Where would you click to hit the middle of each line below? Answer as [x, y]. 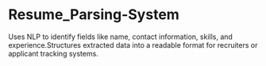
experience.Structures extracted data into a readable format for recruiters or [133, 45]
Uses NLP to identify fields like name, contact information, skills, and [120, 37]
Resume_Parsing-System [94, 15]
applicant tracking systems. [54, 53]
